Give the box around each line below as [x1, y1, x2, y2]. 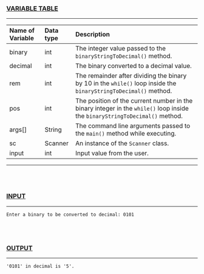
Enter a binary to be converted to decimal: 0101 [6, 211, 135, 217]
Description [75, 30, 110, 39]
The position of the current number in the [75, 97, 193, 105]
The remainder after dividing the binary [75, 72, 187, 80]
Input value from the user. [75, 149, 149, 157]
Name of [9, 26, 35, 35]
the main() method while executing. [75, 129, 177, 138]
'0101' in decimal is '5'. [6, 263, 75, 269]
